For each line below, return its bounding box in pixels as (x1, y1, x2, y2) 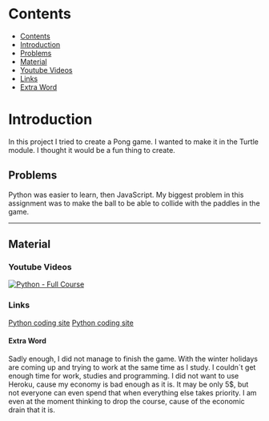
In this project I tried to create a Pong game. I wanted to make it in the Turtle (8, 137, 259, 146)
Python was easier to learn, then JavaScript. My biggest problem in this (8, 190, 244, 199)
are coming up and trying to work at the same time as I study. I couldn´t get (8, 362, 256, 372)
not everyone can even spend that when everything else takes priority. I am (8, 387, 258, 397)
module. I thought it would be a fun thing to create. (8, 145, 176, 154)
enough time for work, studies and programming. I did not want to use (8, 371, 239, 380)
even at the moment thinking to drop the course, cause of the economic (8, 396, 246, 406)
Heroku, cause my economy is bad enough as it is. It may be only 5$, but (8, 379, 249, 389)
